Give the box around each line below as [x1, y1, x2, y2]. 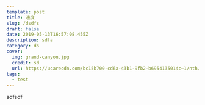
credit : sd [12, 59, 40, 66]
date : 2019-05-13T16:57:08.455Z [6, 32, 88, 38]
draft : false [6, 25, 40, 32]
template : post [6, 8, 45, 15]
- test [12, 76, 29, 83]
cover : [6, 49, 23, 55]
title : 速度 [6, 15, 35, 21]
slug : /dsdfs [6, 20, 40, 26]
